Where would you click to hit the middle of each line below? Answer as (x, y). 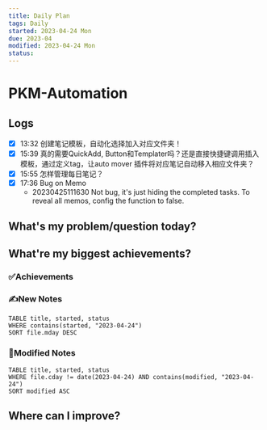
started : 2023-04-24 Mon (50, 31)
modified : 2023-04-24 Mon (52, 46)
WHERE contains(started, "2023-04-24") (75, 326)
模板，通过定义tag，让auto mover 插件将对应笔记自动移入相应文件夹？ (137, 164)
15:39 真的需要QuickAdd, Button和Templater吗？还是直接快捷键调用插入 (140, 154)
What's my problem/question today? (102, 226)
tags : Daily (28, 23)
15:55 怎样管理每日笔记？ (62, 174)
